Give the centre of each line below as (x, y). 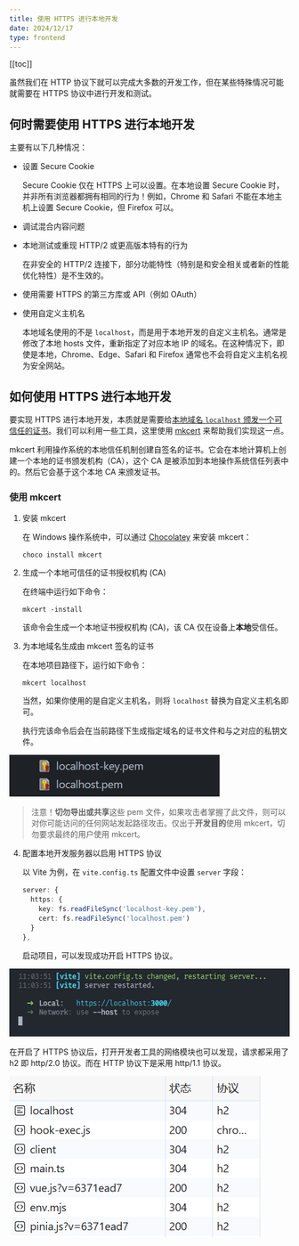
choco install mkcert (62, 555)
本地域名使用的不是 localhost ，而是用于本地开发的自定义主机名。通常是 (154, 332)
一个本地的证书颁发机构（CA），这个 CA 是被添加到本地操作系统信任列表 (149, 460)
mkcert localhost (54, 683)
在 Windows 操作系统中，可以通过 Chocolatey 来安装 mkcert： (137, 537)
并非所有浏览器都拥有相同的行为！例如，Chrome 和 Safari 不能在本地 (148, 197)
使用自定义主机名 (53, 314)
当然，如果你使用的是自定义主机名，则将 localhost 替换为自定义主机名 (152, 701)
